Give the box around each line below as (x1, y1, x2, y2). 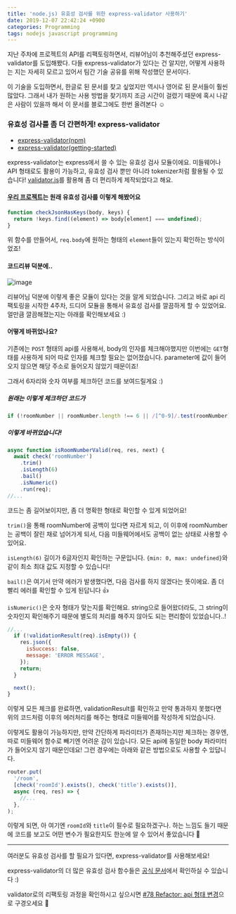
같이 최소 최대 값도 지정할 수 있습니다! (7, 562, 110, 570)
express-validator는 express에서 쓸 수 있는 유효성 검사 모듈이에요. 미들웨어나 (7, 157, 221, 166)
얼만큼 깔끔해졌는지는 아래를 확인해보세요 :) (7, 310, 126, 318)
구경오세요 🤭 (14, 899, 49, 908)
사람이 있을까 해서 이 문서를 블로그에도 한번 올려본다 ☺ (14, 100, 165, 109)
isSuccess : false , (25, 645, 80, 652)
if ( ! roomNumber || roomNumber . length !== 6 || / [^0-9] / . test (7, 412, 193, 419)
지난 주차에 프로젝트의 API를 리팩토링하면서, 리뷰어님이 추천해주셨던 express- (7, 50, 221, 58)
